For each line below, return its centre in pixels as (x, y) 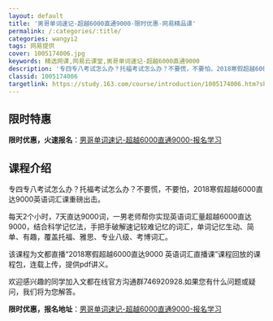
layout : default (36, 16)
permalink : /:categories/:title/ (65, 31)
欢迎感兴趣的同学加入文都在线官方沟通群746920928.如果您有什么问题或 (129, 282)
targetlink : (28, 84)
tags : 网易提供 (32, 46)
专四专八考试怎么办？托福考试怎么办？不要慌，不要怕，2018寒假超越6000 (132, 189)
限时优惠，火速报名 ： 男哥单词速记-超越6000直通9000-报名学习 (115, 140)
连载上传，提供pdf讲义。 (71, 264)
